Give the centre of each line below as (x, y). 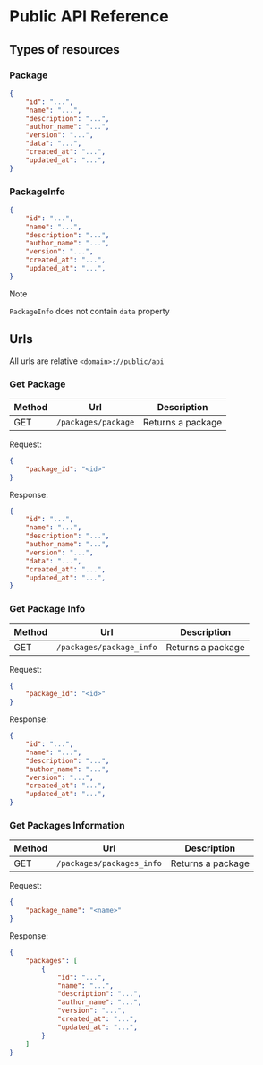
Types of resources (64, 50)
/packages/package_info (107, 647)
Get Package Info (47, 609)
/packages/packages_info (110, 863)
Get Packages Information (67, 825)
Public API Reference (89, 17)
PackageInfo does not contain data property (89, 311)
